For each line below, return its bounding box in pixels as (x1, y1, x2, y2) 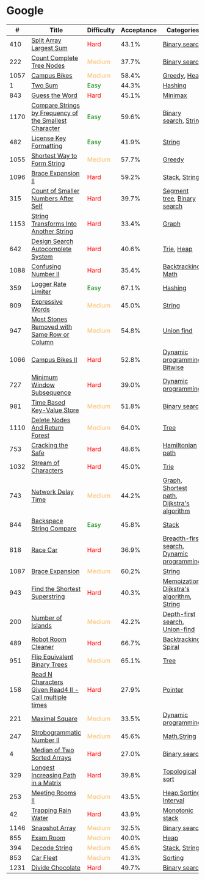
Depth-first (162, 609, 196, 618)
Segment (162, 186, 189, 195)
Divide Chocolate (31, 863, 81, 871)
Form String (31, 159, 65, 167)
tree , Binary (162, 194, 196, 202)
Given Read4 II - (31, 685, 79, 694)
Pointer (162, 685, 184, 694)
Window (31, 380, 55, 389)
